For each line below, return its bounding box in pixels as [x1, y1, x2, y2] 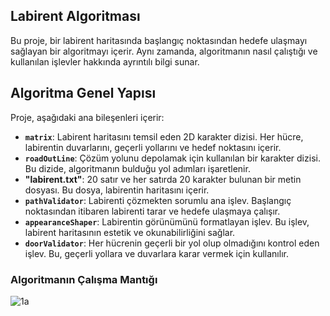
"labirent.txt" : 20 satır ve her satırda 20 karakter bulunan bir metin [24, 173, 302, 185]
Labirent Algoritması [10, 8, 141, 25]
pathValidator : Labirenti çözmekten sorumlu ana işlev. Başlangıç [24, 194, 292, 206]
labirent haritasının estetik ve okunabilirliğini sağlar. [24, 226, 236, 238]
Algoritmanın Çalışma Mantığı [10, 272, 158, 286]
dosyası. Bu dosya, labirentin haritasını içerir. [24, 184, 210, 196]
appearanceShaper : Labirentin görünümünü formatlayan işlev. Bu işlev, [24, 215, 310, 228]
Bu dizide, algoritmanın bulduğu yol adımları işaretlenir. [24, 162, 251, 174]
